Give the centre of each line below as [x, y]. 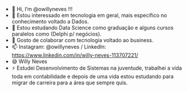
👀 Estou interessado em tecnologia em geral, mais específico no [89, 15]
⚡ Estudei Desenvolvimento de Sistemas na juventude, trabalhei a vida [97, 68]
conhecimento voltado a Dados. [50, 21]
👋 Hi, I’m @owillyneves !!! [42, 9]
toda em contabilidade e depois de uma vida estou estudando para [93, 76]
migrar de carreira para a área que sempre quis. [70, 83]
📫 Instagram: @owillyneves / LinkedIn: [59, 47]
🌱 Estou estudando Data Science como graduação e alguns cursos [93, 28]
